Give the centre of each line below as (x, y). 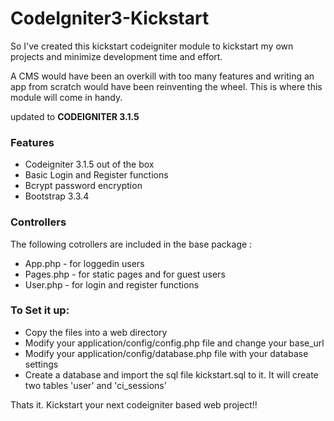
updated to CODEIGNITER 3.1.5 (75, 116)
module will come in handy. (66, 97)
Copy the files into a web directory (96, 332)
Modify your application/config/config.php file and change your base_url (174, 343)
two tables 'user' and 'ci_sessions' (95, 385)
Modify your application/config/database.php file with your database (166, 353)
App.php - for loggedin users (84, 263)
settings (41, 364)
